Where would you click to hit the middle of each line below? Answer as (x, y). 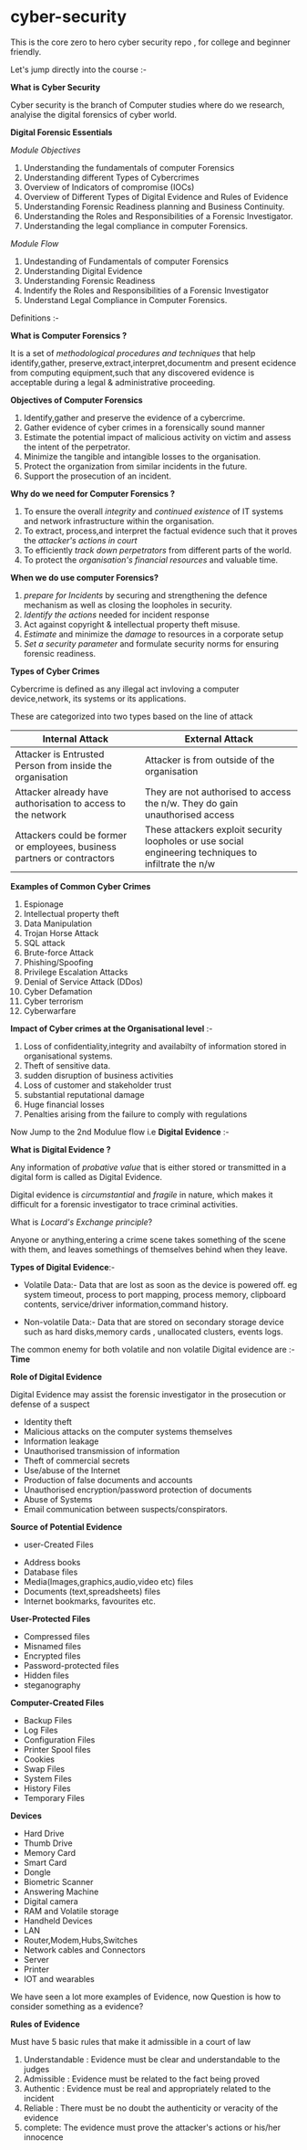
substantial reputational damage (84, 1094)
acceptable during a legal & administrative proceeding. (113, 382)
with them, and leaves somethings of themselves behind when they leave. (149, 1249)
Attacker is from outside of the (210, 760)
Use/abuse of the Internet (72, 1470)
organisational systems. (68, 1056)
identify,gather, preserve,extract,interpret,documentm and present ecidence (153, 363)
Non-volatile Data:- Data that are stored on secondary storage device (154, 1322)
